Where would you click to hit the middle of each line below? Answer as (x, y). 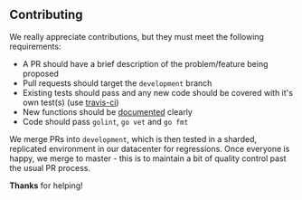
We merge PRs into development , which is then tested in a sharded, (133, 138)
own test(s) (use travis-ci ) (71, 102)
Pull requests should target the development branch (117, 83)
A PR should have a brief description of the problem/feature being (145, 63)
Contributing (46, 15)
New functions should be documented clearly (107, 111)
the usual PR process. (50, 167)
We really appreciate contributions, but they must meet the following (137, 36)
